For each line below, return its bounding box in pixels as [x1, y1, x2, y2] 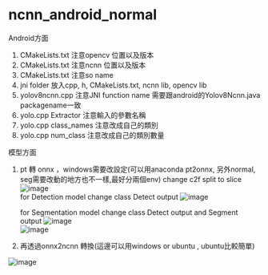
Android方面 [8, 33, 49, 42]
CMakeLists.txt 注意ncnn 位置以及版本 [19, 60, 146, 70]
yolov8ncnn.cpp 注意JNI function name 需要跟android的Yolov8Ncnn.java [19, 90, 261, 99]
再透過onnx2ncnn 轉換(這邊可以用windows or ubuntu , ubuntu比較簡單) [19, 241, 255, 250]
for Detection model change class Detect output [19, 192, 178, 201]
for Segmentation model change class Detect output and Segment [19, 207, 238, 217]
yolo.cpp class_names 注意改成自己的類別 [19, 120, 158, 130]
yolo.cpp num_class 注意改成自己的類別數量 [19, 130, 165, 140]
